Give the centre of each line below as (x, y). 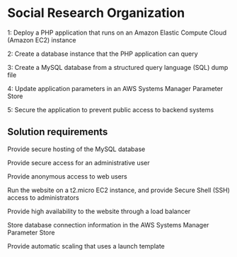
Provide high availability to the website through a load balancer (99, 211)
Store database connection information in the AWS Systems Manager (108, 225)
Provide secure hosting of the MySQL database (76, 149)
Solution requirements (58, 132)
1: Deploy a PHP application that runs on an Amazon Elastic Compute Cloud (117, 32)
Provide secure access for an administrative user (79, 162)
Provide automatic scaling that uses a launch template (86, 246)
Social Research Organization (96, 13)
